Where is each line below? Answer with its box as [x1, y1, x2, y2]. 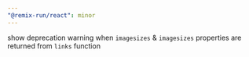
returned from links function [7, 41, 101, 51]
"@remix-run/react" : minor [7, 11, 96, 20]
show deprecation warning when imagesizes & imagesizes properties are [7, 33, 242, 42]
